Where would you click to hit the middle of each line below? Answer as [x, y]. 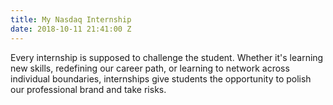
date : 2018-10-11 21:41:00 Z [71, 29]
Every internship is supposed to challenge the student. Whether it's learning [167, 57]
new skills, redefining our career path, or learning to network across [150, 68]
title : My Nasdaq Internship [71, 19]
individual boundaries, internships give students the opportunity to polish [161, 78]
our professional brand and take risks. [88, 89]
